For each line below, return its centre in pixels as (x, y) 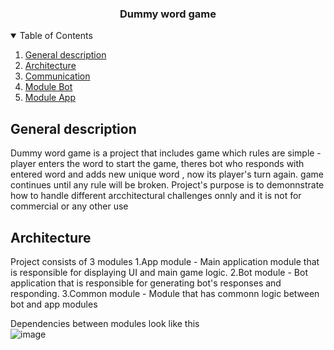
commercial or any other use (69, 206)
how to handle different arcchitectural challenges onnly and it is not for (156, 196)
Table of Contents (56, 36)
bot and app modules (54, 304)
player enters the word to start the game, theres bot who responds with (157, 164)
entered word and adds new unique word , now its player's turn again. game (167, 174)
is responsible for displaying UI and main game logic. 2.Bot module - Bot (159, 272)
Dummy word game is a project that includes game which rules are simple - (166, 153)
